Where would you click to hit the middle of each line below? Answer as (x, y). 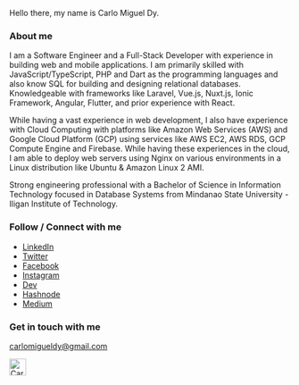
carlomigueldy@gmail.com (58, 346)
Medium (37, 304)
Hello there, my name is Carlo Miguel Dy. (84, 13)
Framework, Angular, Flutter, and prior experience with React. (122, 103)
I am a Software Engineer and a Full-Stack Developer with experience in (141, 55)
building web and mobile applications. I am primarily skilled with (126, 65)
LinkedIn (38, 247)
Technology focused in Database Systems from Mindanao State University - (149, 195)
